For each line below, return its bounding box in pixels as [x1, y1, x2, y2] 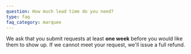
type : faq [6, 14, 30, 20]
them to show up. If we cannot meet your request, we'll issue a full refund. [6, 41, 186, 48]
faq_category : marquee [6, 19, 62, 25]
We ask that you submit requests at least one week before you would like [6, 35, 183, 42]
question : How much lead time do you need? [6, 8, 114, 15]
